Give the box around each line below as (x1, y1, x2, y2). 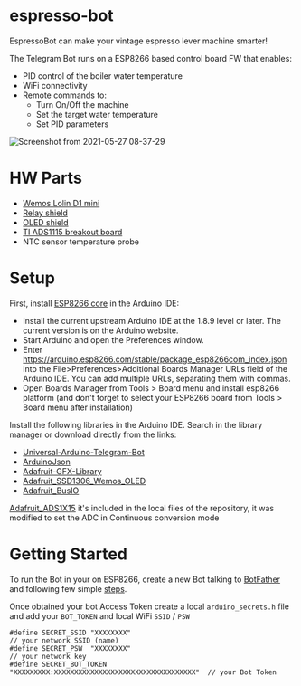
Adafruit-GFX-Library (22, 465, 102, 476)
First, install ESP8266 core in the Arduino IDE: (9, 298, 179, 309)
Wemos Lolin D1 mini (22, 197, 100, 208)
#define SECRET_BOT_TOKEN (9, 660, 107, 669)
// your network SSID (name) (9, 635, 119, 645)
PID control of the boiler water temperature (22, 70, 183, 81)
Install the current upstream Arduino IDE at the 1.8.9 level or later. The (22, 315, 282, 326)
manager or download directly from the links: (9, 429, 177, 440)
